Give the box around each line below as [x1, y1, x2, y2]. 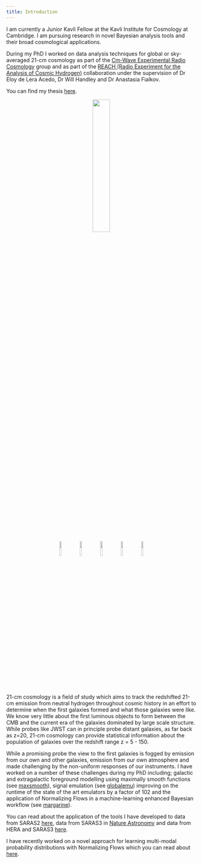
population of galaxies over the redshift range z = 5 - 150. [6, 738, 149, 745]
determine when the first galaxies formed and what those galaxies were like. [6, 706, 196, 713]
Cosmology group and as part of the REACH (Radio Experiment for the [6, 63, 181, 70]
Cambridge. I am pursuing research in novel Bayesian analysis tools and [6, 31, 185, 39]
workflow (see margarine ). [6, 801, 72, 808]
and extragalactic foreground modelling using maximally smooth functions [6, 775, 191, 783]
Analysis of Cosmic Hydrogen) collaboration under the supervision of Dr [6, 69, 186, 76]
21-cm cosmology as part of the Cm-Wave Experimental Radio [31, 56, 186, 63]
